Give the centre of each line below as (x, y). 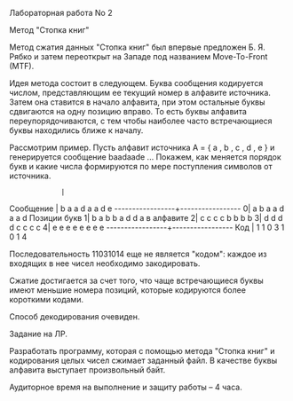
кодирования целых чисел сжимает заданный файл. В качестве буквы (143, 360)
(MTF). (22, 66)
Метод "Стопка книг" (49, 30)
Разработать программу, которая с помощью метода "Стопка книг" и (142, 351)
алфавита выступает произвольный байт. (87, 370)
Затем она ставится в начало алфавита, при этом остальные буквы (137, 102)
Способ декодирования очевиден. (75, 317)
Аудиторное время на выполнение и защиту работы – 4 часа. (126, 387)
